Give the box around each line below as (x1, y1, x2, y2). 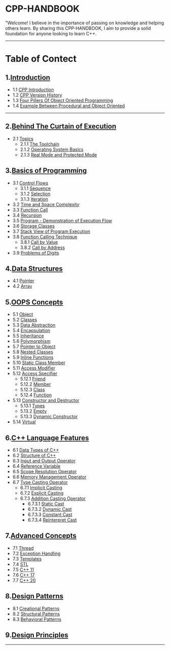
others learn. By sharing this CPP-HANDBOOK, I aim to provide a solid (5, 25, 151, 31)
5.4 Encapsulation (12, 328, 51, 334)
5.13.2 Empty (20, 408, 47, 414)
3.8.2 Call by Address (20, 244, 65, 251)
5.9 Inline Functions (12, 354, 54, 360)
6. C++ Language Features (5, 433, 90, 442)
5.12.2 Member (20, 381, 52, 387)
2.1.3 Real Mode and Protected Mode (20, 151, 97, 157)
